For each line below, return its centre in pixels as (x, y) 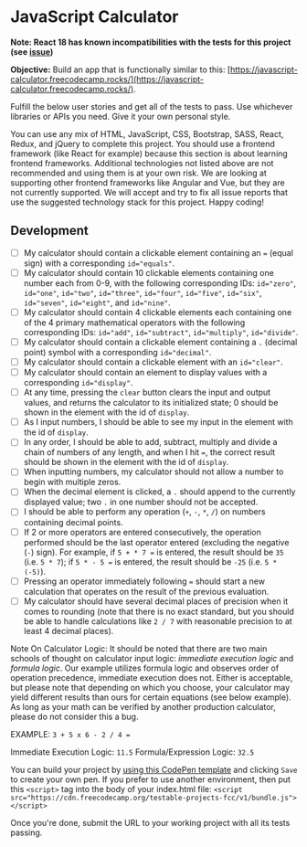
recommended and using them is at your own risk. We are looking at (139, 173)
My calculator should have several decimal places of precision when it (156, 601)
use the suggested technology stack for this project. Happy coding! (137, 202)
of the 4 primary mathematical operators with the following (134, 323)
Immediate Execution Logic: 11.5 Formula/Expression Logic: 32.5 (132, 752)
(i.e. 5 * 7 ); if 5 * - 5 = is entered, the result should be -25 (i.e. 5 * (150, 561)
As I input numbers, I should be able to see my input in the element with (158, 422)
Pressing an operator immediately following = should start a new (144, 581)
